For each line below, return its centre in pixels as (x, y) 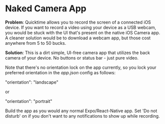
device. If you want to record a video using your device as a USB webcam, (81, 27)
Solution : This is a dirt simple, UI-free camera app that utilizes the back (78, 53)
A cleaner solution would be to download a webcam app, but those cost (78, 38)
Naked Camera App (46, 9)
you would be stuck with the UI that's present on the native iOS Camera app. (83, 32)
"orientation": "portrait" (29, 101)
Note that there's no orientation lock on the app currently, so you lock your (81, 67)
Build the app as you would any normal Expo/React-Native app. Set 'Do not (81, 111)
